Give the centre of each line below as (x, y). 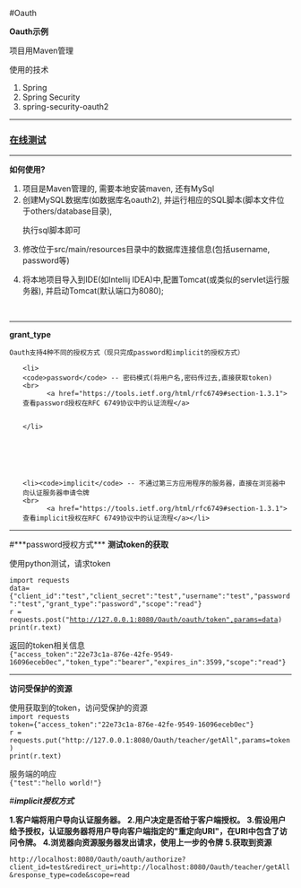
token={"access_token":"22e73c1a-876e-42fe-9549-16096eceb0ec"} (132, 725)
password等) (46, 260)
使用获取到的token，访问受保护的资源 (78, 708)
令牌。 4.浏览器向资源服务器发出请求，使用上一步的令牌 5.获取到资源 (144, 842)
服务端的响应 (33, 774)
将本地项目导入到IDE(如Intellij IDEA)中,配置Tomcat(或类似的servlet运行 (152, 280)
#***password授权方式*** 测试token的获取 (89, 545)
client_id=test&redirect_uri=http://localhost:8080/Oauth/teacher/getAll (150, 867)
